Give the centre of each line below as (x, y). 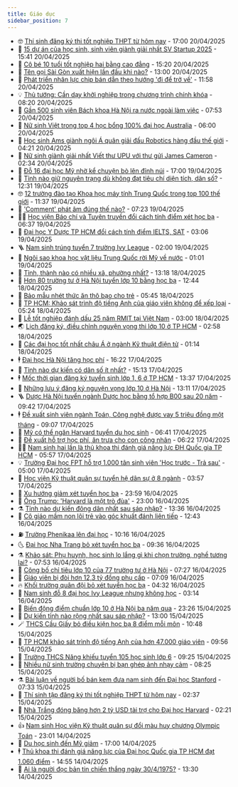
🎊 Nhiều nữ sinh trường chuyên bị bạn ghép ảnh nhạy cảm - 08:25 (114, 664)
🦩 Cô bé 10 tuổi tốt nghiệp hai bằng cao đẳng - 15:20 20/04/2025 (113, 64)
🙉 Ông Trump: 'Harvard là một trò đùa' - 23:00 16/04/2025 (103, 500)
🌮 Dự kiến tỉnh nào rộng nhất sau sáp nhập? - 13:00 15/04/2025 (110, 616)
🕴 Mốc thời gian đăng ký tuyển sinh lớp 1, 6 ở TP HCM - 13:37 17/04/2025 (124, 378)
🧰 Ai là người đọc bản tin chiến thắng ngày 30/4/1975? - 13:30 (108, 769)
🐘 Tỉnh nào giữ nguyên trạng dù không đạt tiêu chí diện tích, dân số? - (120, 178)
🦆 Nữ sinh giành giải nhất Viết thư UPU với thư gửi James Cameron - (118, 155)
